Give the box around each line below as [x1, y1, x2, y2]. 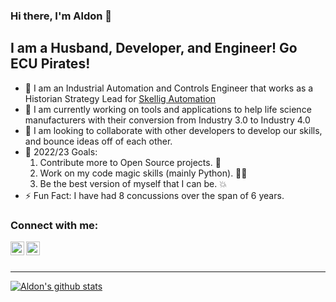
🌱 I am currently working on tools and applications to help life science [24, 103, 312, 115]
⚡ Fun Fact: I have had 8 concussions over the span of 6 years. [24, 189, 285, 201]
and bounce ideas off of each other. [24, 135, 173, 147]
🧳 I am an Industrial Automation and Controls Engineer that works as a [24, 82, 314, 94]
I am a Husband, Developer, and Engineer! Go [10, 40, 298, 57]
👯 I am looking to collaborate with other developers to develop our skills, [24, 124, 323, 136]
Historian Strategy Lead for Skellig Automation [24, 92, 217, 104]
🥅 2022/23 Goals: [24, 145, 98, 158]
